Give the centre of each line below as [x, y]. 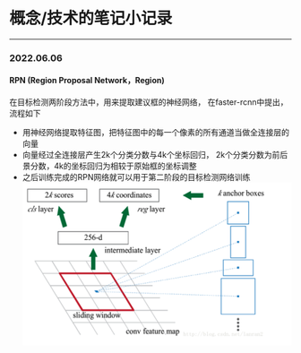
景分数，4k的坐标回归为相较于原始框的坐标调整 [109, 166]
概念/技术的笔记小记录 [91, 18]
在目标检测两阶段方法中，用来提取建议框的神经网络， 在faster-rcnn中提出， [149, 102]
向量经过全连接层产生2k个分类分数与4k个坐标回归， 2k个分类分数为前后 [155, 155]
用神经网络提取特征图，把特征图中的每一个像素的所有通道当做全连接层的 [155, 133]
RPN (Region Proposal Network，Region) [87, 81]
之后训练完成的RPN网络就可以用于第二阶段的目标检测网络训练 [136, 177]
